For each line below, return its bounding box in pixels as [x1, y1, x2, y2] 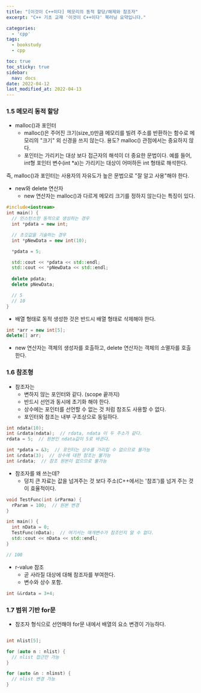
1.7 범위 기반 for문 [6, 605, 56, 614]
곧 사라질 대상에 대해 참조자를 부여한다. [23, 571, 116, 578]
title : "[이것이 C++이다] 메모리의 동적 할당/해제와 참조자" [6, 8, 139, 15]
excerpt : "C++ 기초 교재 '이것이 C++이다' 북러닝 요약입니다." [6, 14, 146, 20]
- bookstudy [11, 42, 42, 48]
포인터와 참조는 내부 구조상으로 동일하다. [23, 413, 119, 420]
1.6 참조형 [6, 368, 34, 377]
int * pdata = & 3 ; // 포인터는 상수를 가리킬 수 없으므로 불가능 [6, 447, 151, 453]
